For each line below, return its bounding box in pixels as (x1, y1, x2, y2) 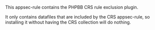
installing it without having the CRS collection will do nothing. (5, 19, 131, 25)
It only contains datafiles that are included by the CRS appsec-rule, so (5, 14, 150, 19)
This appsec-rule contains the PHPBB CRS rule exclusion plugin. (5, 4, 138, 10)
